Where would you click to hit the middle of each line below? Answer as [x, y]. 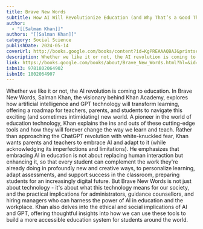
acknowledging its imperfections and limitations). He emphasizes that [93, 149]
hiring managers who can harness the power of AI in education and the [95, 201]
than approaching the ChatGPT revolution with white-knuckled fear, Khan [98, 136]
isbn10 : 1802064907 [31, 74]
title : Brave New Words [36, 12]
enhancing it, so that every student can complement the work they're [92, 162]
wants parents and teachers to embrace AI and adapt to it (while [86, 142]
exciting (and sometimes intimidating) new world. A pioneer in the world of [99, 117]
